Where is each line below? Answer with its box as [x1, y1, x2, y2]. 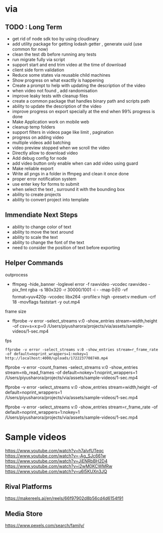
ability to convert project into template [12, 197, 89, 202]
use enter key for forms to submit [12, 181, 80, 187]
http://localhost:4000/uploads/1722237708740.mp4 [5, 356, 108, 361]
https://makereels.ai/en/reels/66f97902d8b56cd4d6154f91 [5, 495, 123, 501]
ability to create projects [12, 192, 61, 197]
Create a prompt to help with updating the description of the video [12, 83, 145, 88]
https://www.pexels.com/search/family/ [5, 523, 84, 529]
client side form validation [12, 67, 64, 73]
